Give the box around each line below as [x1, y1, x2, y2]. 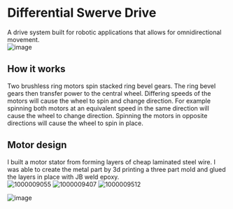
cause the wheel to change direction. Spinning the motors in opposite [7, 111, 208, 120]
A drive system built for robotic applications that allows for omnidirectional [7, 28, 222, 36]
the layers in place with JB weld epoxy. [7, 173, 120, 181]
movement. [7, 35, 40, 43]
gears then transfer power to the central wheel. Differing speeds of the [7, 89, 211, 97]
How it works [7, 63, 66, 75]
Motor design [7, 139, 67, 151]
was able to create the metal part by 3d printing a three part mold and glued [7, 165, 226, 173]
